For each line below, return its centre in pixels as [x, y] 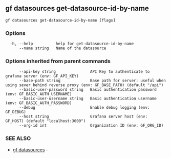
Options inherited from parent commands [58, 61]
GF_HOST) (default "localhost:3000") [46, 121]
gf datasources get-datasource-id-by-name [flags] [60, 20]
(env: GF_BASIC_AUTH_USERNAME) [39, 94]
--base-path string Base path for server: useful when [92, 81]
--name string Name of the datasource [62, 48]
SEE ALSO [18, 139]
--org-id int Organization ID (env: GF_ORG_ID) [91, 126]
